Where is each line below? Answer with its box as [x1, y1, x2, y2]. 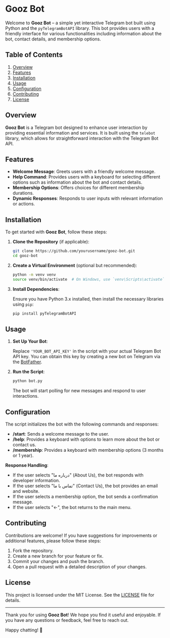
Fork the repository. [12, 547, 54, 554]
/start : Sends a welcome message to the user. [12, 431, 109, 437]
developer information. [12, 478, 60, 484]
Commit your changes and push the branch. [12, 558, 105, 564]
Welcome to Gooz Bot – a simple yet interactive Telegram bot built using [5, 20, 156, 26]
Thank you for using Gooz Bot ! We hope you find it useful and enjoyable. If [5, 612, 161, 618]
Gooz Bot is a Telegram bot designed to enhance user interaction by [5, 124, 148, 131]
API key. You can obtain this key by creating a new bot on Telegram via [12, 354, 160, 360]
